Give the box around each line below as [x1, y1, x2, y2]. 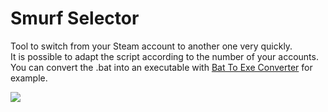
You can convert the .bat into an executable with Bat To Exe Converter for [10, 61, 313, 73]
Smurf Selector [10, 7, 140, 30]
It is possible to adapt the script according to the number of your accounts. [10, 50, 319, 62]
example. [10, 72, 48, 84]
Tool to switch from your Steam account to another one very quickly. [10, 40, 293, 52]
